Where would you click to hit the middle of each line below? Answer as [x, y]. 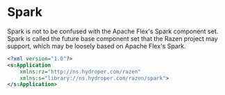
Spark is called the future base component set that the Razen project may [112, 38]
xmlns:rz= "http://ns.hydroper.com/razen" [80, 71]
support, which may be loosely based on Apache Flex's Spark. [97, 46]
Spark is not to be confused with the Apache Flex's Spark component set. [113, 31]
